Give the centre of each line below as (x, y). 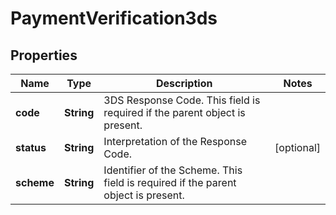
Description (184, 83)
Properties (44, 55)
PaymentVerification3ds (114, 18)
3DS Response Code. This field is (182, 100)
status (31, 147)
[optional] (297, 147)
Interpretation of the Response (175, 141)
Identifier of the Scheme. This (173, 170)
